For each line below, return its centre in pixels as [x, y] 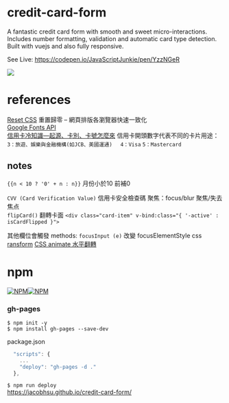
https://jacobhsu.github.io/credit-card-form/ [70, 392]
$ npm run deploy [32, 386]
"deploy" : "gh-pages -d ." [58, 367]
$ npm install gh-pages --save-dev [58, 329]
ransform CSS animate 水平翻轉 [52, 244]
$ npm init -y [27, 323]
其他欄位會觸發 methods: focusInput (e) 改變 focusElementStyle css [105, 235]
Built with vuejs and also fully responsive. [65, 46]
